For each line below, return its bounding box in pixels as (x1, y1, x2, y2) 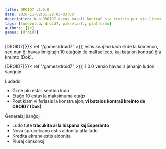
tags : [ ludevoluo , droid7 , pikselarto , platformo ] (5, 21, 112, 26)
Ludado (5, 78, 21, 84)
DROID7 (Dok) (12, 104, 41, 109)
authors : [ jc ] (5, 26, 35, 30)
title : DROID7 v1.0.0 (5, 7, 50, 12)
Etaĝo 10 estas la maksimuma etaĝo (12, 93, 85, 99)
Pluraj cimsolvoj (12, 138, 45, 144)
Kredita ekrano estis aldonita (12, 133, 71, 139)
